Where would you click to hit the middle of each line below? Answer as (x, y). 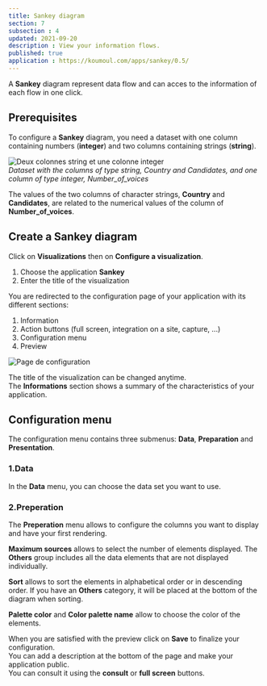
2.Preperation (36, 507)
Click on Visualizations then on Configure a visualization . (106, 256)
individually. (28, 566)
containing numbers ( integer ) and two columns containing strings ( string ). (132, 145)
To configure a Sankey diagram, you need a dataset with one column (123, 137)
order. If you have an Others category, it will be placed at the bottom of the (133, 590)
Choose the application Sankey (72, 272)
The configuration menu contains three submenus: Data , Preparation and (131, 439)
